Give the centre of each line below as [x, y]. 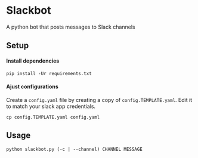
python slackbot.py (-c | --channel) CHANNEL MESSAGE [75, 149]
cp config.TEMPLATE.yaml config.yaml [53, 117]
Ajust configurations [32, 86]
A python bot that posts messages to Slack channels [71, 27]
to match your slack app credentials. [51, 106]
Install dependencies [33, 61]
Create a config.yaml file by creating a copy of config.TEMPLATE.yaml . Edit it [99, 100]
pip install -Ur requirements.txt [49, 73]
